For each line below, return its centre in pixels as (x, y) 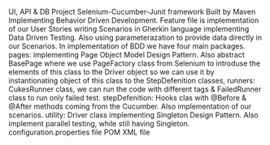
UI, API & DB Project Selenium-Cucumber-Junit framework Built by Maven (132, 12)
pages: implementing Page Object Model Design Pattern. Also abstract (127, 55)
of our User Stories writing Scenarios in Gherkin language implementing (129, 29)
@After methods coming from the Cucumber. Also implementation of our (130, 106)
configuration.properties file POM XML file (79, 132)
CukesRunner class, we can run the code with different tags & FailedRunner (135, 89)
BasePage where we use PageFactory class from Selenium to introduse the (135, 63)
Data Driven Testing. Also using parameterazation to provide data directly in (135, 37)
